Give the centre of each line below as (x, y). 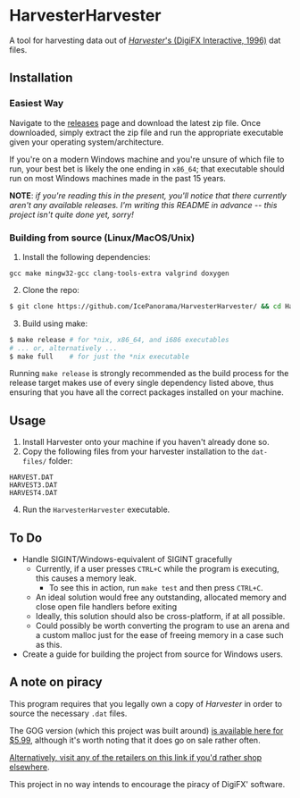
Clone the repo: (51, 290)
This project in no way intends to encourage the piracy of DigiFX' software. (147, 784)
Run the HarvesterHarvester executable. (96, 509)
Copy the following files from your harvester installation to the (136, 451)
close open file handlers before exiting (106, 607)
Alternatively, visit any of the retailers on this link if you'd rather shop (136, 757)
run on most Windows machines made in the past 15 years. (117, 178)
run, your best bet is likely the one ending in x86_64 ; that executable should (147, 168)
